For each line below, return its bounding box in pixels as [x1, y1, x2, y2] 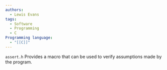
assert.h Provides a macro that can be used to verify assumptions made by [5, 53, 162, 59]
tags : [5, 16, 17, 21]
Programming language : [5, 35, 53, 40]
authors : [5, 7, 24, 12]
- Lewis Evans [10, 12, 39, 17]
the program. [5, 58, 32, 65]
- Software [10, 21, 33, 26]
